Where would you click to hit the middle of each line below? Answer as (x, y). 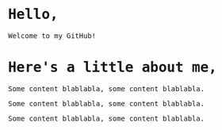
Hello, (33, 14)
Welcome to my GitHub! (52, 36)
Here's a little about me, (113, 67)
